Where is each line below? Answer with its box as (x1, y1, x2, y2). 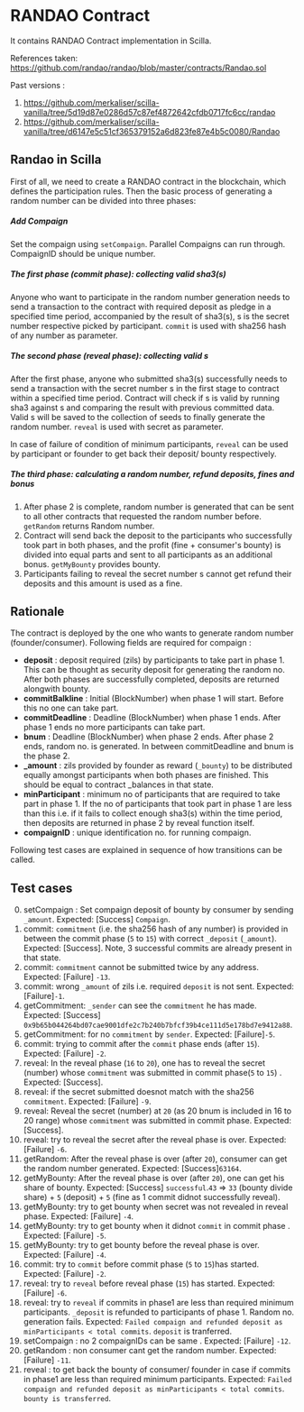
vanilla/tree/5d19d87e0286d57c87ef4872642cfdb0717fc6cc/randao (23, 106, 276, 117)
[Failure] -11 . (23, 1354, 71, 1366)
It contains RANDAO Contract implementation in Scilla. (10, 35, 212, 46)
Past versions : (10, 79, 66, 90)
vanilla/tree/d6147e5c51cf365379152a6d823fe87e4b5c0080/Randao (23, 125, 281, 136)
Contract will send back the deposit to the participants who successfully (23, 529, 292, 541)
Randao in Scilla (10, 152, 102, 168)
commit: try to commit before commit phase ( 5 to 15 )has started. (23, 1259, 260, 1270)
